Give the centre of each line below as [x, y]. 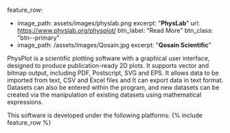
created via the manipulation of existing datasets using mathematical [104, 95]
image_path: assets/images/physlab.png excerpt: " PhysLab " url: [108, 23]
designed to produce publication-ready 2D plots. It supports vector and [108, 65]
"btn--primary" [38, 38]
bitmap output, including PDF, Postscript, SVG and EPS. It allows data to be [113, 73]
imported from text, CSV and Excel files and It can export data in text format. [115, 80]
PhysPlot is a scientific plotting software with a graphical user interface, [108, 58]
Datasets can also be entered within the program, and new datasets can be [113, 87]
